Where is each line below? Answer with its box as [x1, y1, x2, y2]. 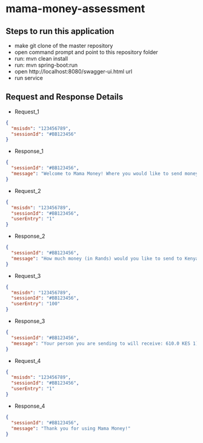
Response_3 [14, 317, 45, 325]
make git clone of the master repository [14, 42, 113, 49]
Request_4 [14, 357, 41, 364]
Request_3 [14, 272, 41, 279]
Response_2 [14, 232, 45, 240]
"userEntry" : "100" [11, 301, 61, 307]
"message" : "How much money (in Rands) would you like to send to [11, 255, 182, 262]
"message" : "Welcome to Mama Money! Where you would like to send [11, 171, 182, 177]
